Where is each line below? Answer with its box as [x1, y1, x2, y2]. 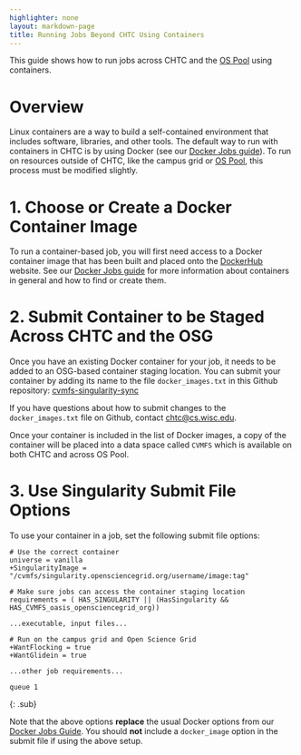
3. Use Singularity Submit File [9, 481, 237, 502]
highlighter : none [9, 13, 79, 23]
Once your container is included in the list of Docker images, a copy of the [9, 430, 287, 441]
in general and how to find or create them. [9, 275, 167, 286]
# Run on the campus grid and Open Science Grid [9, 635, 197, 644]
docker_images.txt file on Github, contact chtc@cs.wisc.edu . [9, 412, 238, 423]
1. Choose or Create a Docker [9, 197, 233, 218]
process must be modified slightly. [9, 165, 139, 176]
